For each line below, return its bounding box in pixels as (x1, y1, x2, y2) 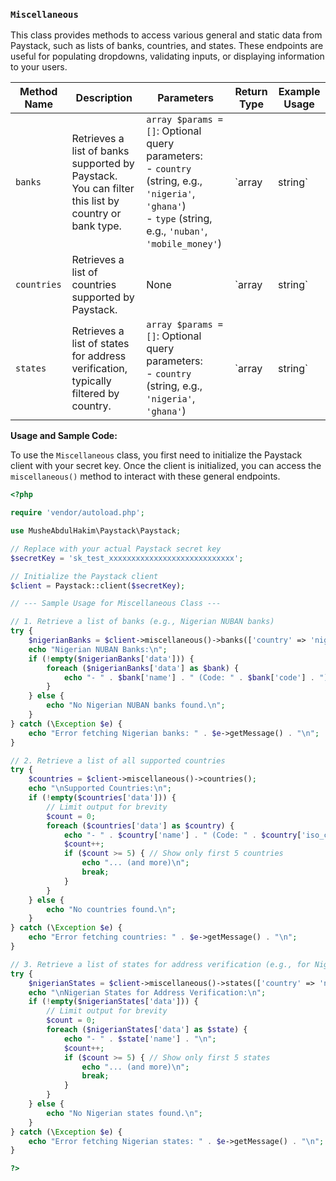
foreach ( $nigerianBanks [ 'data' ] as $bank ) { (46, 663, 240, 673)
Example (278, 85, 321, 99)
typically (71, 374, 112, 388)
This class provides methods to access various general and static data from (10, 29, 323, 41)
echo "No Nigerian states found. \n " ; (46, 1108, 203, 1118)
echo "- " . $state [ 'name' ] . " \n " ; (63, 1034, 217, 1044)
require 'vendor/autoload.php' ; (10, 508, 145, 518)
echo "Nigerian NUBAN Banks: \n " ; (28, 644, 168, 654)
